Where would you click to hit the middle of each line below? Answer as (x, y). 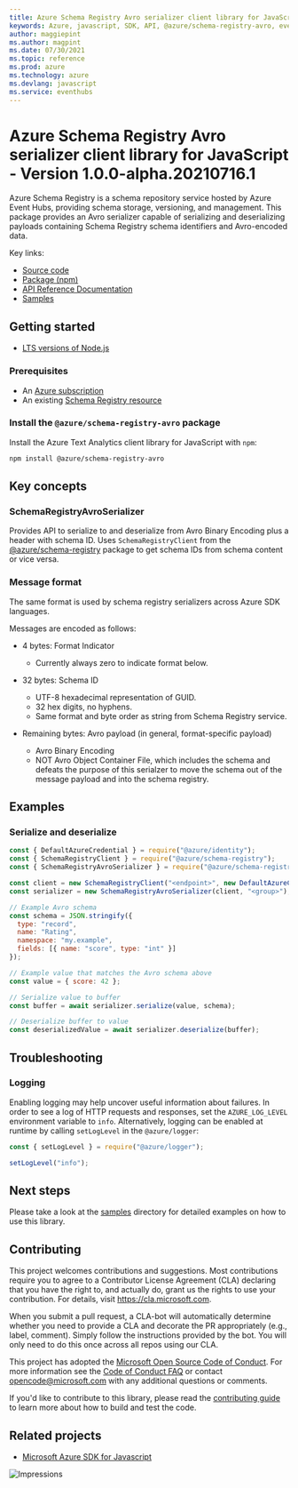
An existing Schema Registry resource (92, 400)
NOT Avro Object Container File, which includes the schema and (153, 760)
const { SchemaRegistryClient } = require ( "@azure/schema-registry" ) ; (142, 859)
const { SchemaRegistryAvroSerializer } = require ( (106, 868)
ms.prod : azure (37, 68)
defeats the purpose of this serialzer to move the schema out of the (158, 769)
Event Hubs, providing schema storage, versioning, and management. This (145, 208)
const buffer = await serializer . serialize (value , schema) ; (123, 1005)
